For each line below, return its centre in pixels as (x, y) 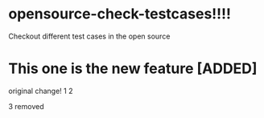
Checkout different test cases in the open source (89, 36)
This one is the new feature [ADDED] (133, 69)
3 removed (26, 106)
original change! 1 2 (41, 91)
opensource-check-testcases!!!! (120, 14)
